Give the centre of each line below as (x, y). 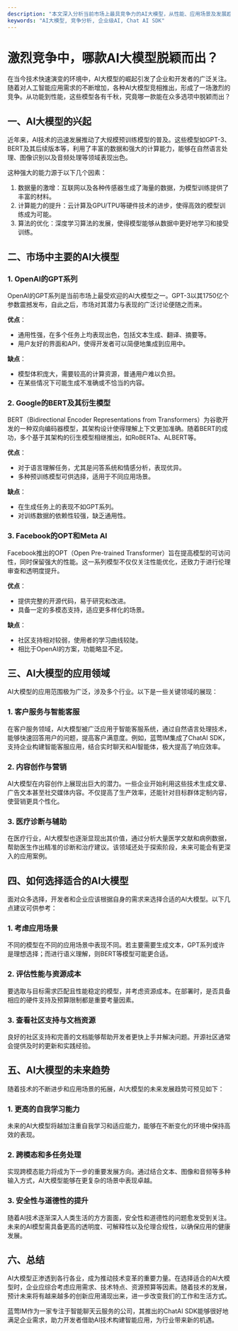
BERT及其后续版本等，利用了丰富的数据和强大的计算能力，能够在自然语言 (114, 149)
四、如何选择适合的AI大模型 (68, 881)
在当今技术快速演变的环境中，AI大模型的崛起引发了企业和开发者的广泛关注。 (119, 79)
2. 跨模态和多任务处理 (44, 1155)
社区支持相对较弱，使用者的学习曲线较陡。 (80, 640)
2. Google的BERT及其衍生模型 (59, 402)
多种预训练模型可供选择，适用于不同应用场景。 (86, 476)
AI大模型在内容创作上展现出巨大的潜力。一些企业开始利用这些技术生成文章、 (119, 784)
